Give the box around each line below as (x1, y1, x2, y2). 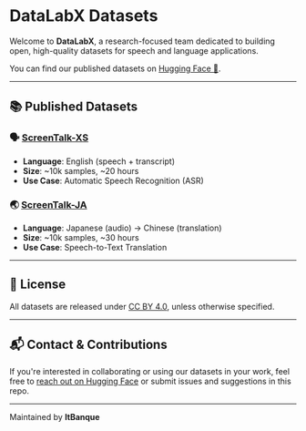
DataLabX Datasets (9, 5, 158, 26)
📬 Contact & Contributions (9, 337, 168, 353)
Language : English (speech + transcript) (22, 156, 176, 167)
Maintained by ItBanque (9, 411, 100, 422)
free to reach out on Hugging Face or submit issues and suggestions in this (9, 375, 291, 386)
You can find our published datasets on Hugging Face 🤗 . (9, 63, 221, 74)
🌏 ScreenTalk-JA (9, 198, 88, 210)
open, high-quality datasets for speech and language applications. (9, 45, 260, 56)
